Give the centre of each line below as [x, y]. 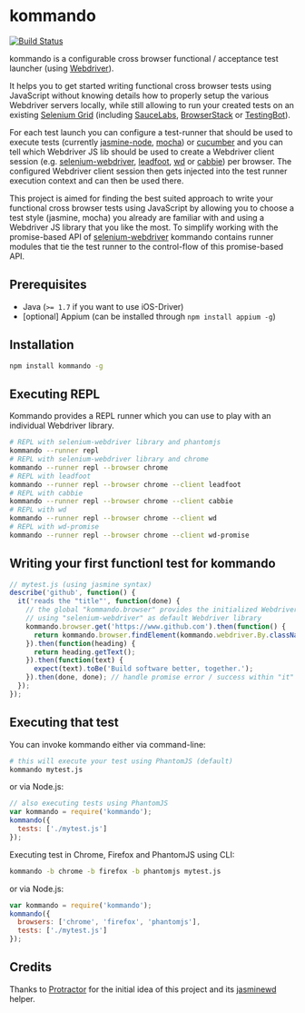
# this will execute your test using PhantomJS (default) [121, 761]
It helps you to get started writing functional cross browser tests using [141, 85]
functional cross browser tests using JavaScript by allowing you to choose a [152, 208]
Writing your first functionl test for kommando [143, 564]
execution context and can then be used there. [97, 180]
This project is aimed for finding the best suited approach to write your [142, 198]
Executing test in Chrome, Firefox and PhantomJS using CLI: [122, 854]
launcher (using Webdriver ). [62, 68]
